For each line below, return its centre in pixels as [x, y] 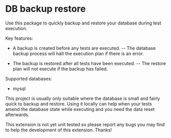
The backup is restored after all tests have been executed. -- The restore [89, 63]
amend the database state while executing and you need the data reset [80, 109]
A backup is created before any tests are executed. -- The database [84, 48]
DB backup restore [45, 9]
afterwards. [17, 115]
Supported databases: [29, 78]
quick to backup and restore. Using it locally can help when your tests [79, 104]
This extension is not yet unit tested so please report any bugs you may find [85, 124]
